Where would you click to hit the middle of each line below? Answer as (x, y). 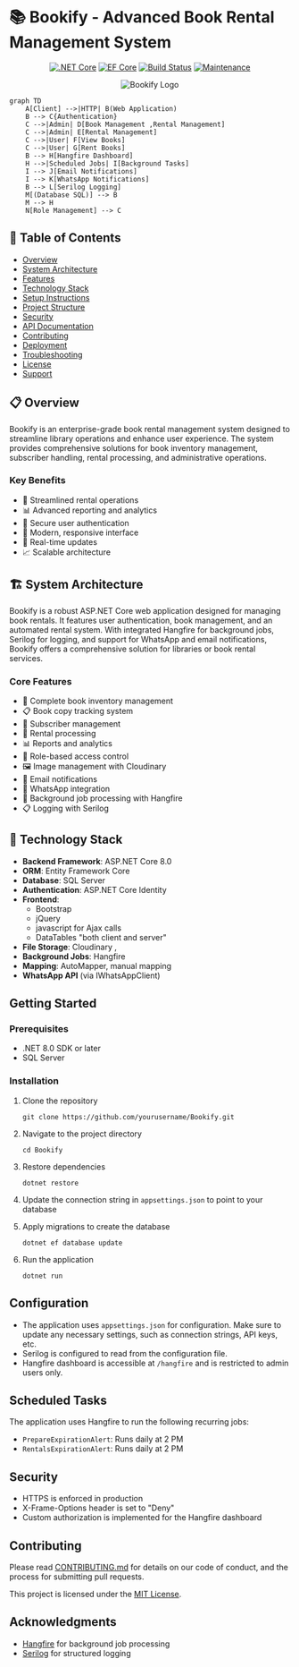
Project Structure (54, 307)
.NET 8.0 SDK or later (61, 1049)
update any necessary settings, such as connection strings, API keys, (150, 1334)
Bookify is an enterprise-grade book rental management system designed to (149, 429)
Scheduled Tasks (58, 1400)
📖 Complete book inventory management (98, 701)
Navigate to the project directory (82, 1134)
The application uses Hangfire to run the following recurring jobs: (129, 1422)
